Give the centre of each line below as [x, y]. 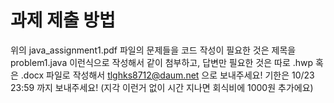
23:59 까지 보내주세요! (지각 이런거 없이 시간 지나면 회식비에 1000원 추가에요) [162, 87]
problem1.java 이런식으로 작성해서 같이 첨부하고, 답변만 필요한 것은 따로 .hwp [162, 62]
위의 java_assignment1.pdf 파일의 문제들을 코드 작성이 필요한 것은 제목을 [153, 50]
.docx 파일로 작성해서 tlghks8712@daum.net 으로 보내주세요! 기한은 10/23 [167, 75]
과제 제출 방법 [63, 20]
